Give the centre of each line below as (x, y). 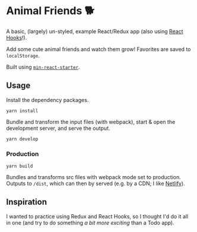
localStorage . (23, 55)
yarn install (22, 111)
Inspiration (27, 202)
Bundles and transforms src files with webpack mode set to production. (93, 177)
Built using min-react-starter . (43, 67)
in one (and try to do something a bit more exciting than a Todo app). (90, 223)
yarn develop (22, 139)
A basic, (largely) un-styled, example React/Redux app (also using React (95, 31)
